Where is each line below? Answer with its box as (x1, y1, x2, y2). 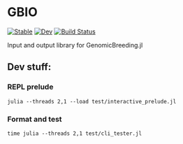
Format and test (7, 114, 62, 124)
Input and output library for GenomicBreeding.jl (7, 41, 143, 49)
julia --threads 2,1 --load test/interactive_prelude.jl (7, 98, 177, 105)
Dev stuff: (7, 61, 52, 73)
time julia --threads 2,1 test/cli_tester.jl (7, 130, 142, 137)
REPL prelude (7, 82, 54, 92)
